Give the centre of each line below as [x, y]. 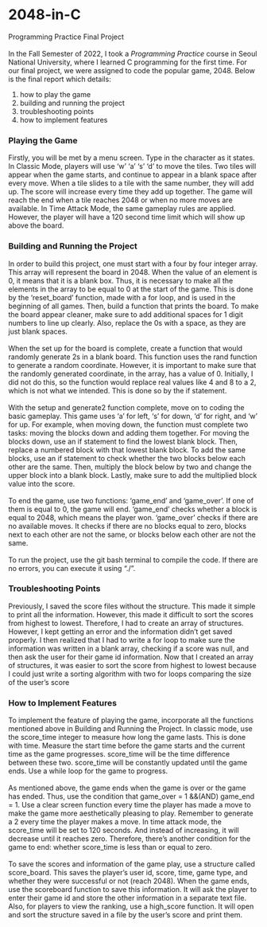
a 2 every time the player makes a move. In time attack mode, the [115, 822]
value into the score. [42, 483]
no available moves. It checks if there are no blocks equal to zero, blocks [128, 526]
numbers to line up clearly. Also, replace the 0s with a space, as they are [127, 323]
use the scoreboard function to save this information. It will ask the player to [132, 890]
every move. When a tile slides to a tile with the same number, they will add [131, 183]
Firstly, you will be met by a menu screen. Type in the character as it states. [132, 158]
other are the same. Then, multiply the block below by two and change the [130, 467]
